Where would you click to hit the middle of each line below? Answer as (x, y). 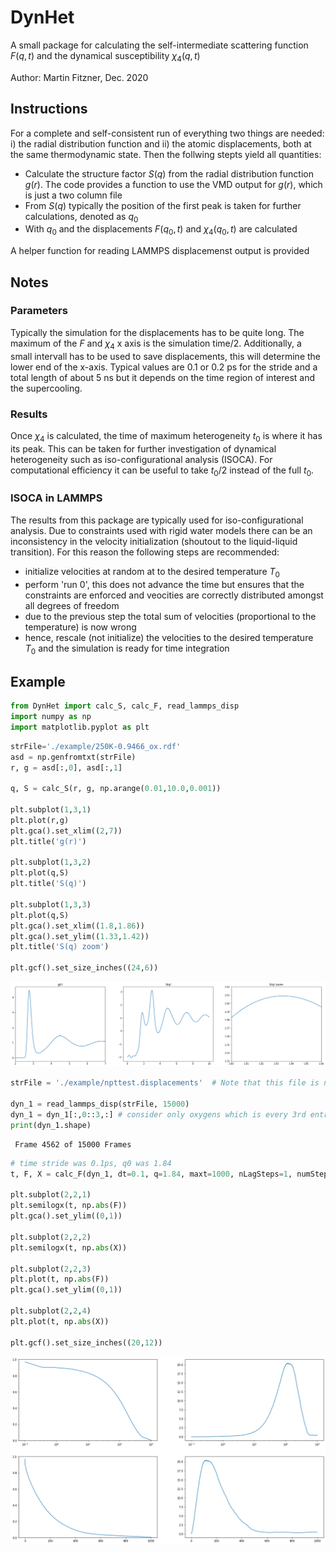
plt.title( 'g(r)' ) (48, 841)
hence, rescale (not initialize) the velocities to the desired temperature (169, 637)
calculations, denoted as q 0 (81, 217)
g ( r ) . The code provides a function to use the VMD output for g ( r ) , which (173, 184)
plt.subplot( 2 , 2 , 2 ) (51, 1237)
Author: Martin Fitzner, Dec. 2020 (79, 77)
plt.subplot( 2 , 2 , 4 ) (51, 1311)
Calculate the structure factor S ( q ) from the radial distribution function (169, 173)
